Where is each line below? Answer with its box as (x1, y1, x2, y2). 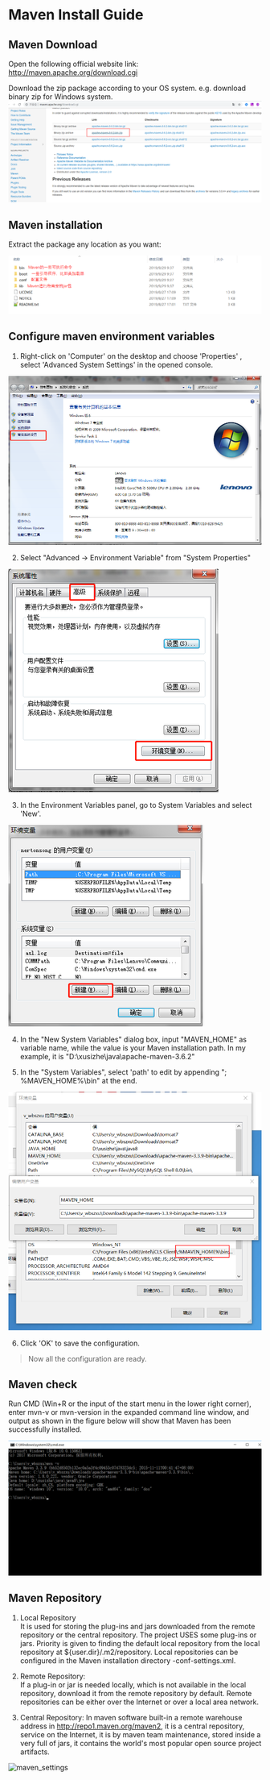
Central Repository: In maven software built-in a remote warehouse (19, 1712, 243, 1722)
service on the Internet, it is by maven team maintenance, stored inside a (19, 1729, 261, 1739)
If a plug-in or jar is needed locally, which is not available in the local (19, 1679, 247, 1690)
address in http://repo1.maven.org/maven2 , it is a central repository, (19, 1721, 245, 1731)
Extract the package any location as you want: (8, 239, 162, 249)
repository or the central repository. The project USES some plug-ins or (19, 1630, 257, 1640)
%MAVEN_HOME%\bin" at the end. (19, 1075, 138, 1085)
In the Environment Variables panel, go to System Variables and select (19, 800, 252, 809)
